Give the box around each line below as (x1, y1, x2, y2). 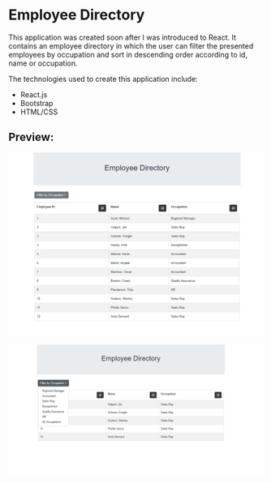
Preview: (8, 130, 54, 144)
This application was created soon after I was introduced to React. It (8, 32, 237, 42)
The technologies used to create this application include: (8, 74, 199, 83)
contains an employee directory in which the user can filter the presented (8, 41, 254, 50)
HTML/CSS (19, 107, 58, 117)
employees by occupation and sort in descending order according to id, (8, 49, 248, 59)
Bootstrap (19, 98, 54, 108)
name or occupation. (8, 58, 79, 68)
